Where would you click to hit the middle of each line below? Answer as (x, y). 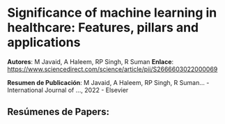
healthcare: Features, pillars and (103, 28)
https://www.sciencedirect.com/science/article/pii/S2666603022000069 (113, 69)
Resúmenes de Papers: (59, 112)
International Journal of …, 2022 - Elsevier (68, 90)
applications (44, 42)
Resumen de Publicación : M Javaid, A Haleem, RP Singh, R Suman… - (108, 82)
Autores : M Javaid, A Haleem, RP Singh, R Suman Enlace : (91, 61)
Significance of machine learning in (112, 13)
